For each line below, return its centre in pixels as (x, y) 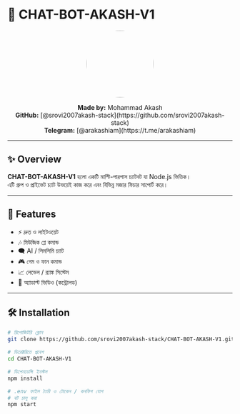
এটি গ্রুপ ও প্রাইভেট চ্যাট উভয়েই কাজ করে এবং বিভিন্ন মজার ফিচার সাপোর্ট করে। (87, 184)
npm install (25, 378)
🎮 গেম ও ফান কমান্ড (40, 261)
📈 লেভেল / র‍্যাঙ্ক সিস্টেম (43, 272)
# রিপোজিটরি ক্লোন (25, 333)
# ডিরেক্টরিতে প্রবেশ (26, 353)
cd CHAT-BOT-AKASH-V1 (40, 359)
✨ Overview (35, 160)
